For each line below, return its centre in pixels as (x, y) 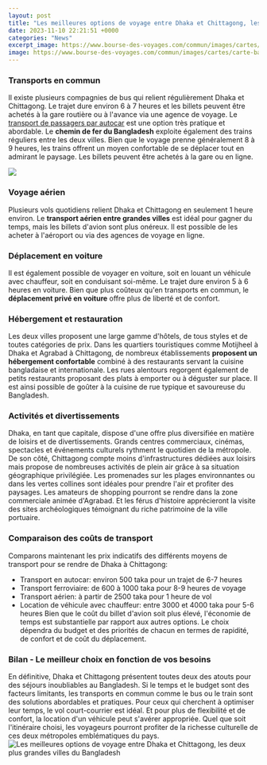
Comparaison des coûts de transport (81, 538)
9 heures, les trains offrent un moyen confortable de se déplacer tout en (126, 149)
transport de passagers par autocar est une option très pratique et (117, 123)
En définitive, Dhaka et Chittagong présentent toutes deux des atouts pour (130, 677)
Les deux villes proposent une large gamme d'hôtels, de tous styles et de (128, 336)
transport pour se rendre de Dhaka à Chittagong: (88, 564)
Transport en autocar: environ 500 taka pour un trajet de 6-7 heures (131, 579)
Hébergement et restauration (66, 319)
